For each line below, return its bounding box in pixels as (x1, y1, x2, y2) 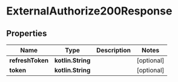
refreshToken (9, 56, 49, 65)
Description (96, 46, 131, 54)
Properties (6, 28, 47, 39)
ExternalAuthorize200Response (6, 4, 173, 18)
